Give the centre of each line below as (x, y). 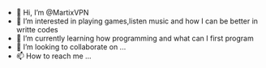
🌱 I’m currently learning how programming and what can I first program (135, 38)
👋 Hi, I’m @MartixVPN (52, 13)
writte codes (37, 30)
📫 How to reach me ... (54, 56)
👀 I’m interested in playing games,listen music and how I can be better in (137, 21)
